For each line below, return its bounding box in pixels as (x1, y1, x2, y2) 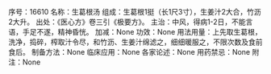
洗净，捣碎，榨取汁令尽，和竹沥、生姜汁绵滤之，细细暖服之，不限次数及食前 (8, 37, 263, 47)
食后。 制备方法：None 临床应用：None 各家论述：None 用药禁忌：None (8, 47, 251, 56)
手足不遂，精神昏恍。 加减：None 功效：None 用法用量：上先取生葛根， (22, 27, 262, 36)
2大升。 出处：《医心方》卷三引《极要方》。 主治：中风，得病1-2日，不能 (8, 17, 246, 27)
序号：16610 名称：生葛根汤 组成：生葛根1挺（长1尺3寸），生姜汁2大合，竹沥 (8, 7, 262, 16)
